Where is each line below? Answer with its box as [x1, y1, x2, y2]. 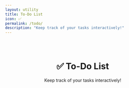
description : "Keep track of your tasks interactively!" [5, 26, 125, 30]
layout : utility [5, 7, 38, 12]
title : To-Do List [5, 12, 43, 17]
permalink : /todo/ [5, 21, 43, 26]
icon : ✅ [5, 16, 22, 21]
